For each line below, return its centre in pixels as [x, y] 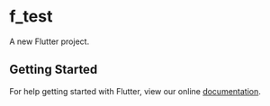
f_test [31, 17]
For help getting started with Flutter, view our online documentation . [135, 91]
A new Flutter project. [49, 41]
